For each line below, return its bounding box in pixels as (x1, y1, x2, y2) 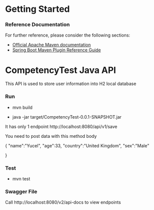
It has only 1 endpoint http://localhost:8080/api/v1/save (5, 124, 117, 129)
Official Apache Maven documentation (12, 42, 91, 48)
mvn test (12, 176, 31, 182)
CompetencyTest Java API (5, 64, 116, 76)
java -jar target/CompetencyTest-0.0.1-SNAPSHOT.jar (12, 114, 122, 120)
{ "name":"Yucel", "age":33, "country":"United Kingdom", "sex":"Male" (5, 142, 150, 149)
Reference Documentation (5, 21, 70, 28)
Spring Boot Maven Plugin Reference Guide (12, 47, 101, 53)
